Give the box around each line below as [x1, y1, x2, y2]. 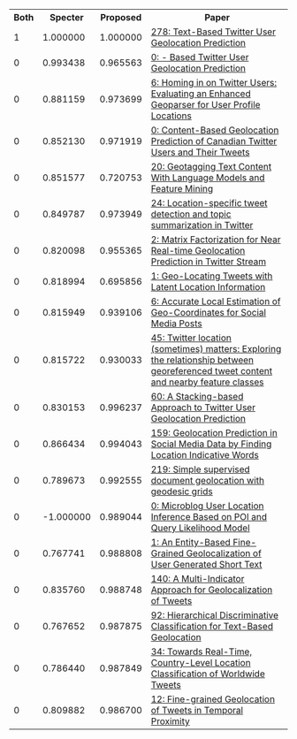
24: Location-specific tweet [150, 197, 268, 209]
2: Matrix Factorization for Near [150, 233, 281, 246]
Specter [49, 11, 84, 23]
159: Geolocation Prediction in [150, 427, 278, 438]
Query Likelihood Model [150, 522, 250, 534]
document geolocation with [150, 475, 265, 486]
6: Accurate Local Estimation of [150, 295, 281, 308]
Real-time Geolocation [150, 245, 246, 256]
